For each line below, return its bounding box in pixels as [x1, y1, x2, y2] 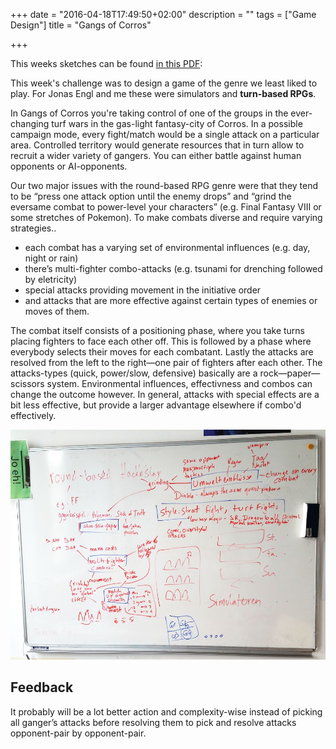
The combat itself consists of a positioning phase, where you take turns [10, 325, 306, 336]
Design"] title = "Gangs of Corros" [10, 19, 152, 31]
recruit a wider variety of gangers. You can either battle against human [10, 150, 302, 161]
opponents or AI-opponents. [10, 160, 128, 172]
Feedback [10, 679, 74, 696]
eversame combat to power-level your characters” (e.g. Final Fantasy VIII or [10, 201, 322, 213]
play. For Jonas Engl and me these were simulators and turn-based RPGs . [10, 88, 317, 99]
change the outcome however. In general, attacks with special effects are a [10, 389, 320, 400]
